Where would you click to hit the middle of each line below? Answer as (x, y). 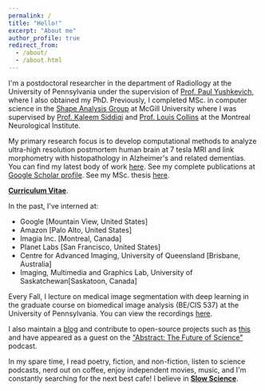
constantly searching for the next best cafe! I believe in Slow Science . (123, 378)
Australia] (36, 264)
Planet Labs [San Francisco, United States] (90, 247)
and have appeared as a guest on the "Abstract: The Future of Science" (126, 337)
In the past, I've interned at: (53, 205)
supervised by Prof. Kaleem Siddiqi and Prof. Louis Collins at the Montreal (129, 117)
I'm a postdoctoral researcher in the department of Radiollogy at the (120, 83)
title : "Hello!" (35, 23)
